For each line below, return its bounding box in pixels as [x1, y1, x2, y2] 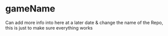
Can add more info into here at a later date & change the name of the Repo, [5, 19, 163, 25]
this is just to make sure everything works [5, 24, 93, 30]
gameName [5, 3, 56, 14]
